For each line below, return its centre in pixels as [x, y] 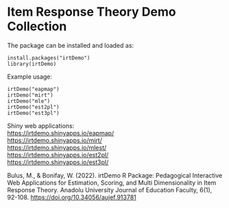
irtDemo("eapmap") [33, 89]
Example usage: [30, 77]
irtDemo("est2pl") [33, 107]
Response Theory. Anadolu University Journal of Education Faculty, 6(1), [110, 190]
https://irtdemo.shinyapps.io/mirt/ [55, 140]
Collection [37, 26]
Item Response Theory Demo [92, 12]
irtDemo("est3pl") [33, 113]
